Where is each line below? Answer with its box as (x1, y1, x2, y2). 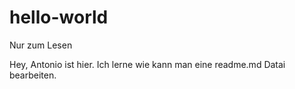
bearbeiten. (9, 69, 57, 81)
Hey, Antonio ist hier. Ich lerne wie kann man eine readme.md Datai (9, 58, 286, 70)
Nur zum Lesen (9, 39, 73, 51)
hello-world (9, 6, 109, 29)
